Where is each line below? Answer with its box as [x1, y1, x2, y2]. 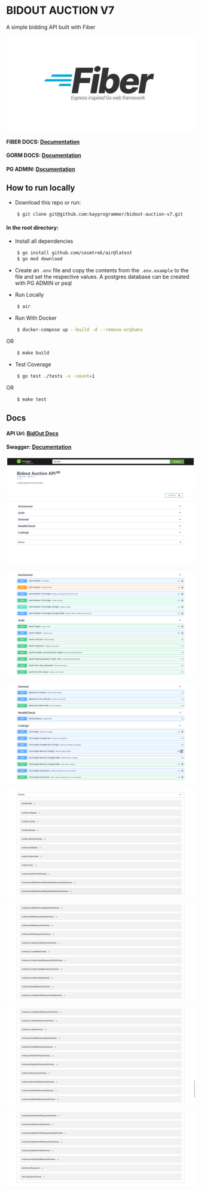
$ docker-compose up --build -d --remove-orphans [17, 327, 144, 333]
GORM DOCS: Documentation [6, 152, 82, 159]
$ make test [17, 396, 47, 402]
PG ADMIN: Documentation [6, 166, 76, 173]
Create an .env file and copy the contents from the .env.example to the [14, 267, 189, 274]
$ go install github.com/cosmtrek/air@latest [17, 249, 133, 255]
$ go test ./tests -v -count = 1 [17, 373, 95, 379]
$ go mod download [17, 256, 63, 262]
